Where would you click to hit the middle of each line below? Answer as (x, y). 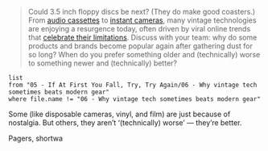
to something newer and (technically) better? (102, 63)
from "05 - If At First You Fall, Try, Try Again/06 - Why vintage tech (133, 85)
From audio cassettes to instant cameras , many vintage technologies (142, 20)
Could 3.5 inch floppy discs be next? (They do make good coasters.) (142, 12)
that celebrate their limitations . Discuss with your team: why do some (142, 37)
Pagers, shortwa (35, 138)
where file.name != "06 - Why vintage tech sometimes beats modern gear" (135, 99)
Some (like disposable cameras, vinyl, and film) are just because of (120, 114)
